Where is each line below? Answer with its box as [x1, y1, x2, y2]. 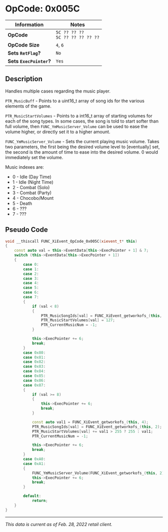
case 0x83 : [23, 364, 46, 369]
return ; [31, 498, 48, 503]
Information [14, 21, 44, 28]
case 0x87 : [23, 382, 46, 388]
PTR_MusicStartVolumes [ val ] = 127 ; [40, 318, 115, 323]
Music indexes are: [5, 164, 44, 170]
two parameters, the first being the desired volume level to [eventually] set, [5, 144, 160, 150]
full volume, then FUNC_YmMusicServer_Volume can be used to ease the [5, 123, 148, 129]
